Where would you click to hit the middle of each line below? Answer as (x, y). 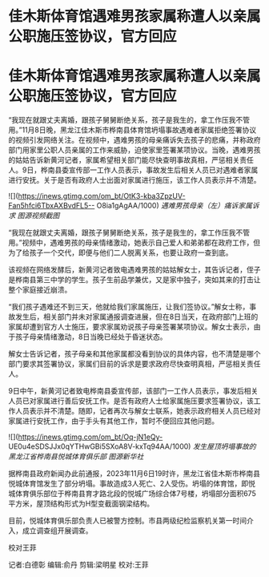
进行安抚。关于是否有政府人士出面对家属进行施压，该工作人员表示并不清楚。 (134, 180)
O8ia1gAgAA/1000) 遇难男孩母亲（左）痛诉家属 (174, 206)
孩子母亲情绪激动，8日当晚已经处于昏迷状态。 (91, 337)
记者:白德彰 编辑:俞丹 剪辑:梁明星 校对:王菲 (78, 565)
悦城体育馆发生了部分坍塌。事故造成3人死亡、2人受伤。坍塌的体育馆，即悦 (132, 484)
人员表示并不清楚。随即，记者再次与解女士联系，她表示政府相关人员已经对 (138, 411)
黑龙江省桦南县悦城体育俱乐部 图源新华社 (76, 457)
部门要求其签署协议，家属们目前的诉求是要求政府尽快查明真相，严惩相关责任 (134, 364)
